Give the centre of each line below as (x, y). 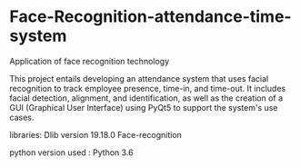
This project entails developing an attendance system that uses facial (139, 78)
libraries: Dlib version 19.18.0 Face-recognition (95, 134)
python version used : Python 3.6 (71, 152)
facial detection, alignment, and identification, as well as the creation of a (146, 98)
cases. (22, 117)
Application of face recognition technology (90, 61)
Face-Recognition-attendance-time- (151, 17)
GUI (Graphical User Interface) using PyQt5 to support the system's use (144, 107)
